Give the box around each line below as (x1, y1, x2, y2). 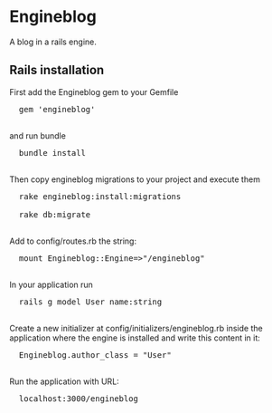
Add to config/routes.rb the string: (9, 235, 137, 246)
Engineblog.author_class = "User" (18, 350, 172, 360)
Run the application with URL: (9, 376, 119, 387)
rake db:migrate (18, 209, 91, 219)
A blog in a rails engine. (9, 36, 97, 47)
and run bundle (9, 130, 66, 141)
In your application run (9, 279, 93, 290)
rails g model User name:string (18, 296, 163, 307)
